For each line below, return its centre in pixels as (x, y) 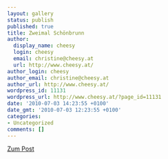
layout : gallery (30, 13)
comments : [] (26, 129)
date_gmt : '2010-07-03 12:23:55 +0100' (64, 110)
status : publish (30, 20)
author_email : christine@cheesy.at (58, 78)
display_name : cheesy (44, 46)
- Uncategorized (30, 123)
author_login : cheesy (38, 71)
